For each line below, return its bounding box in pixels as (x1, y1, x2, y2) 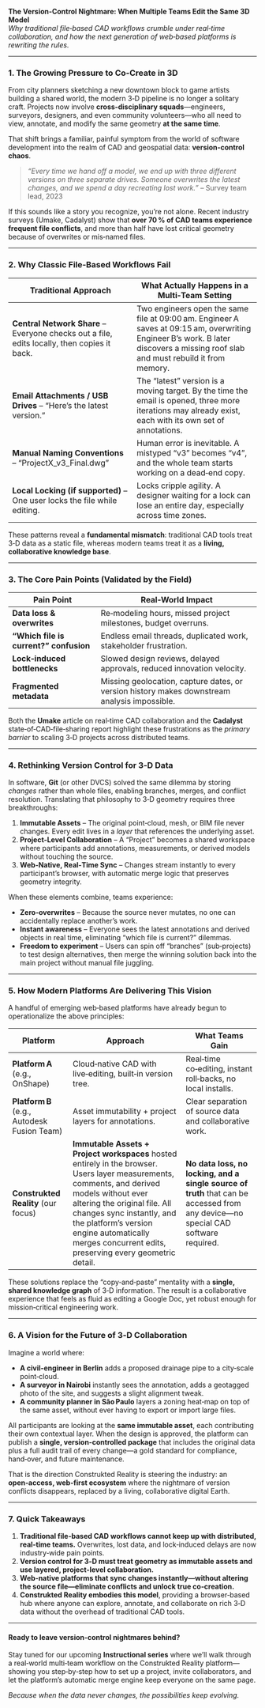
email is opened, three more (136, 395, 241, 406)
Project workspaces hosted (72, 1148, 177, 1159)
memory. (136, 362, 170, 373)
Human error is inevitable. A (136, 437, 240, 448)
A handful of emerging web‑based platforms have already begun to (8, 1003, 227, 1013)
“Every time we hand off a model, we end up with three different (27, 166, 237, 176)
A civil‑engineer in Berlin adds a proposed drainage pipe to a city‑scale (19, 1363, 254, 1373)
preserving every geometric (72, 1247, 176, 1258)
